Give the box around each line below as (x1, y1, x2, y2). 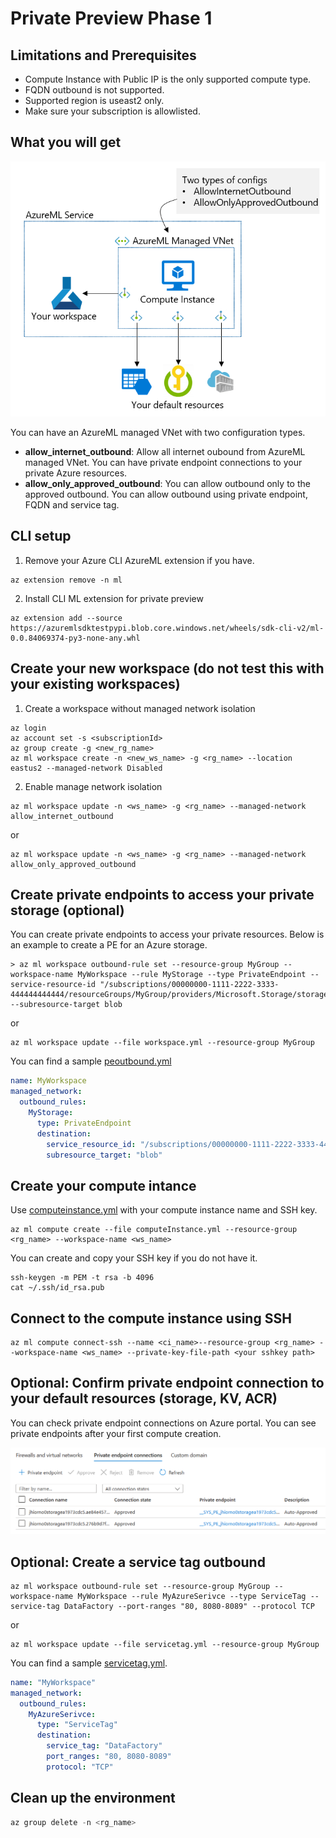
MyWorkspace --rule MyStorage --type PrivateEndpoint (77, 970, 307, 980)
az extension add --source (10, 613, 123, 623)
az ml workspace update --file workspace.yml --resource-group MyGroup (10, 1038, 315, 1048)
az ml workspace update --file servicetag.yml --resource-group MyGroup (10, 1639, 320, 1649)
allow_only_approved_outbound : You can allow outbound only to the (24, 477, 311, 489)
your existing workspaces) (10, 676, 181, 693)
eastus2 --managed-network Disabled (10, 763, 163, 773)
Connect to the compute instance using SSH (10, 1310, 292, 1327)
